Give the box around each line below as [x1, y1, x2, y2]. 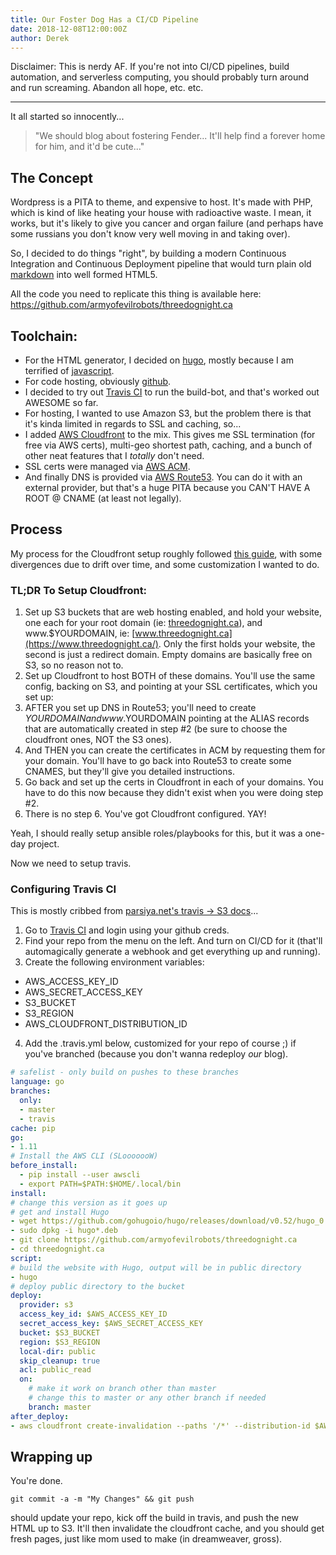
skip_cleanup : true [19, 1356, 101, 1366]
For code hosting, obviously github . [24, 376, 172, 387]
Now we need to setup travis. [10, 857, 132, 870]
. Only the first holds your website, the [158, 638, 316, 650]
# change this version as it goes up [10, 1197, 168, 1208]
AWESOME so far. [24, 397, 99, 408]
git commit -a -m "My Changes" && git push [10, 1494, 195, 1505]
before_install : [10, 1161, 78, 1171]
